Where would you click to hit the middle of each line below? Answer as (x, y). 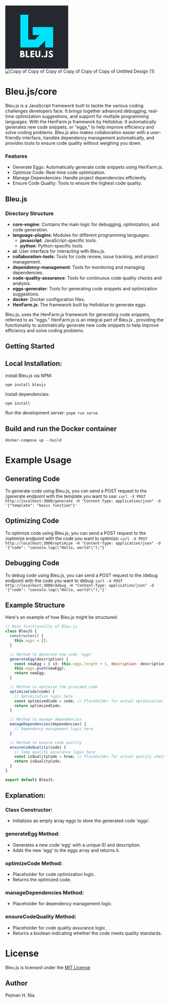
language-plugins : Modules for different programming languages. (81, 235)
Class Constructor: (29, 810)
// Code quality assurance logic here (55, 752)
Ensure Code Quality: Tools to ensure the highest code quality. (77, 183)
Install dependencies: (27, 394)
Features (16, 156)
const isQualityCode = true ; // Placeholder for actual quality (83, 757)
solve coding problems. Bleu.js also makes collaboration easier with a (77, 132)
